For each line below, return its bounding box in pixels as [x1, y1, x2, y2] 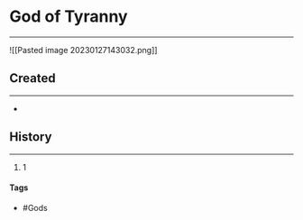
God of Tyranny [9, 6, 128, 27]
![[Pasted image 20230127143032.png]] [9, 44, 158, 55]
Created [9, 70, 56, 87]
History [9, 129, 52, 145]
